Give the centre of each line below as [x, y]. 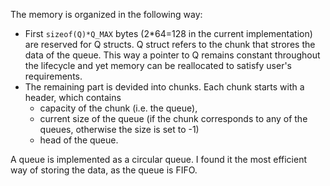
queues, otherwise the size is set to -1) [119, 129]
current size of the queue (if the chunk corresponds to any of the [173, 118]
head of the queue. [79, 140]
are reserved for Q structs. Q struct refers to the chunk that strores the [170, 44]
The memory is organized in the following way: [106, 14]
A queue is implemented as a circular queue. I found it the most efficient [158, 159]
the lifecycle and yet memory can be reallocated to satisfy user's [158, 65]
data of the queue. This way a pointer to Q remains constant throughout [172, 55]
